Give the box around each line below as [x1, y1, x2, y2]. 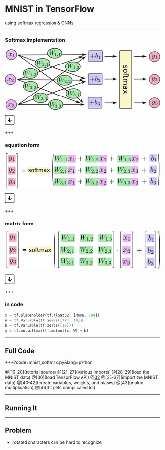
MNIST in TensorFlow [5, 3, 95, 15]
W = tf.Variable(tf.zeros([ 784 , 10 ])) [5, 318, 84, 323]
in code [5, 301, 24, 308]
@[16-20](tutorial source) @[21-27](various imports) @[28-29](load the [5, 369, 150, 375]
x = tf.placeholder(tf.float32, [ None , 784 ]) [5, 313, 100, 318]
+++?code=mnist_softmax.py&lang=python [5, 359, 93, 365]
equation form [5, 141, 40, 148]
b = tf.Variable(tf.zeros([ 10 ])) [5, 323, 74, 328]
